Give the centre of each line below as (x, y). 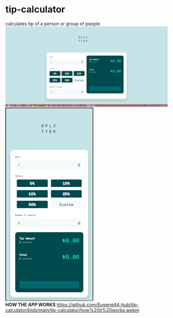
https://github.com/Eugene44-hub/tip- (98, 305)
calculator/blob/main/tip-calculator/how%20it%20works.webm (72, 310)
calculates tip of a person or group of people (53, 24)
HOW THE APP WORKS (30, 305)
